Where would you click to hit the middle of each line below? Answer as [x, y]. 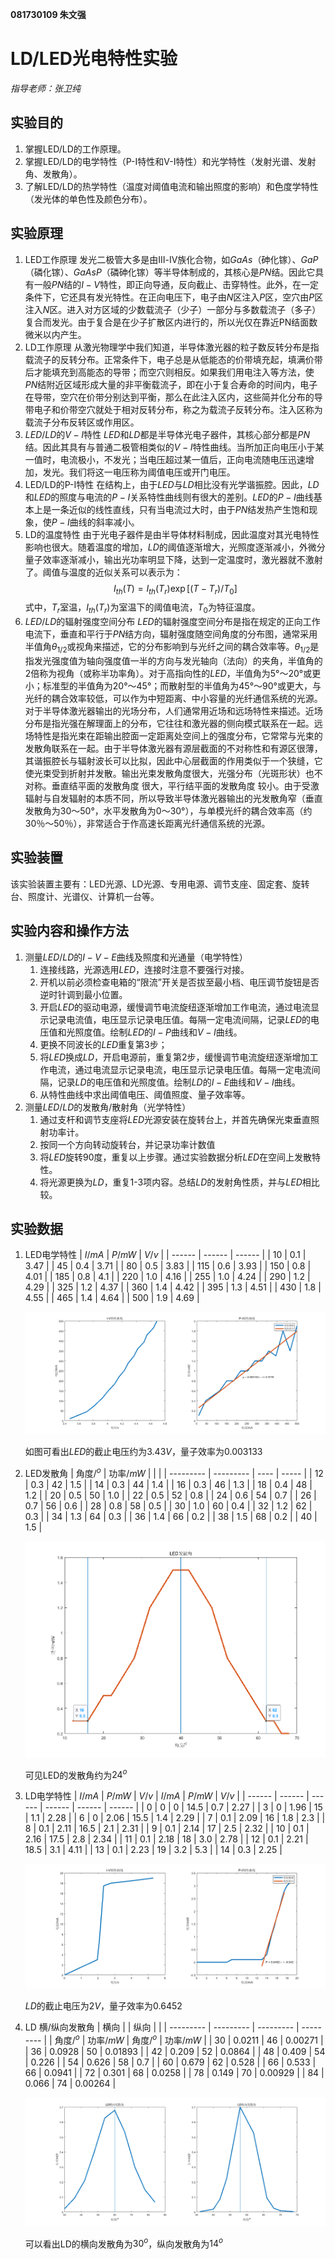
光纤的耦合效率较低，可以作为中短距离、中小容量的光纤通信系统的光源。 [173, 698]
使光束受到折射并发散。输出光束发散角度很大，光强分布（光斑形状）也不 [173, 773]
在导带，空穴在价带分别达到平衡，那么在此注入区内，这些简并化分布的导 [173, 397]
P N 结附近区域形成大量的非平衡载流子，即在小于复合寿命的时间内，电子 [171, 384]
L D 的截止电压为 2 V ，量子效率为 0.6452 [103, 2006]
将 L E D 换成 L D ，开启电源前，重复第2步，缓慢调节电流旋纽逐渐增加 [174, 1057]
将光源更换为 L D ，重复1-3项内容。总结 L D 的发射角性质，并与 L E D [171, 1182]
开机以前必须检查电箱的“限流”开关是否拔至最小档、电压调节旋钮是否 [179, 982]
